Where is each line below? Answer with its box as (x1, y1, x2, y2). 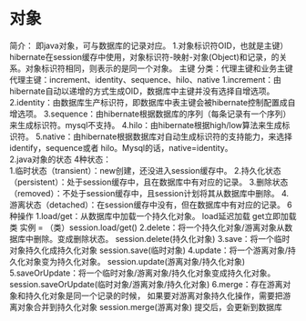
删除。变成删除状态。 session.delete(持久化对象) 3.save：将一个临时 (33, 233, 291, 244)
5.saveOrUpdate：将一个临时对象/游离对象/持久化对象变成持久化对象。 (9, 267, 276, 278)
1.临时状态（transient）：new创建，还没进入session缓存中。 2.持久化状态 (9, 165, 282, 176)
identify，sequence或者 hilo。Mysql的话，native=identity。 (9, 142, 233, 153)
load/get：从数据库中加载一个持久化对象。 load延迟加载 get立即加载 (40, 210, 297, 221)
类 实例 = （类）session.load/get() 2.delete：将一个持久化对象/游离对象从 (9, 222, 285, 233)
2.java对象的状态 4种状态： (9, 154, 112, 165)
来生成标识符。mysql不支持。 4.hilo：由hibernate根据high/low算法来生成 (9, 119, 282, 130)
